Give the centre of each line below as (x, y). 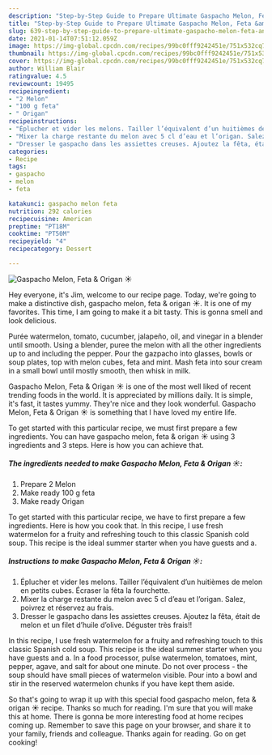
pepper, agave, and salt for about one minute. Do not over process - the (128, 666)
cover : (19, 62)
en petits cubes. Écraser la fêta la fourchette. (95, 590)
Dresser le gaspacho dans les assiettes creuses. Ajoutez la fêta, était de (140, 616)
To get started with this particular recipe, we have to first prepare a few (127, 517)
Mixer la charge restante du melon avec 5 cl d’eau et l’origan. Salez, (133, 599)
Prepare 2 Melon (48, 484)
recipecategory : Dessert (50, 249)
